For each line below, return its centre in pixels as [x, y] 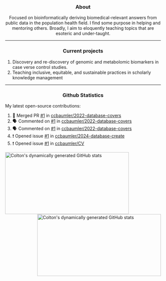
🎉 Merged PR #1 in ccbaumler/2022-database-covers [67, 115]
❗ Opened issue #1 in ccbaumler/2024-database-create [68, 136]
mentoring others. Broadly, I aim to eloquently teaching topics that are [83, 28]
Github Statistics [83, 95]
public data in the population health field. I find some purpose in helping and [83, 23]
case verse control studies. [40, 67]
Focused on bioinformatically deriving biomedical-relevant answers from [83, 18]
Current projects [83, 51]
